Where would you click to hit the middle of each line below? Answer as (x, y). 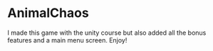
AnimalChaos (48, 13)
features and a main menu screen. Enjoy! (67, 40)
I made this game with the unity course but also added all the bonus (107, 33)
